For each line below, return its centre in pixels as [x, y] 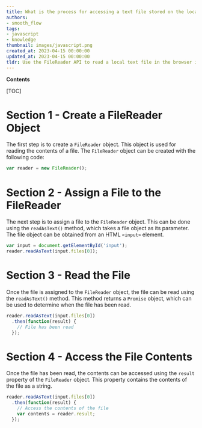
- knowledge [21, 40]
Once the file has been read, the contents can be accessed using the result [100, 373]
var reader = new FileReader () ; [47, 168]
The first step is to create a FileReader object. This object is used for [91, 144]
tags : [13, 29]
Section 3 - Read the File [68, 276]
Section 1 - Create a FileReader [84, 115]
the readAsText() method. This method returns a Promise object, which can [99, 298]
